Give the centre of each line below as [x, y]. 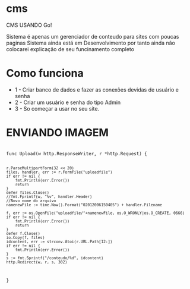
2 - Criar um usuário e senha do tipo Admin [68, 102]
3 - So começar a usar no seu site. [57, 108]
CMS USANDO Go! [29, 25]
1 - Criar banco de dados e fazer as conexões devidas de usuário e [97, 89]
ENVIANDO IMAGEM [57, 133]
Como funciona [45, 73]
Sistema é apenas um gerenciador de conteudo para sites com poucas [93, 36]
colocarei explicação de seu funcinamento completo [70, 49]
